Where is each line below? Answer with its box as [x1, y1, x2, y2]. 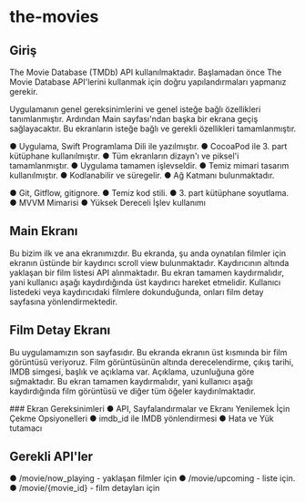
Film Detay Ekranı [9, 323, 111, 338]
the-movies [9, 6, 99, 27]
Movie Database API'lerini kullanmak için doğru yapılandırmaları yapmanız [9, 77, 287, 87]
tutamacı [9, 422, 43, 434]
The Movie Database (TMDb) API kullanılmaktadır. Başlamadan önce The [9, 67, 282, 77]
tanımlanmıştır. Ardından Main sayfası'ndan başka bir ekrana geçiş [9, 114, 259, 124]
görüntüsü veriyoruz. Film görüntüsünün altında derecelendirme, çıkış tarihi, [9, 356, 294, 367]
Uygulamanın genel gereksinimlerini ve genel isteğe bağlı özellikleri [9, 104, 261, 115]
